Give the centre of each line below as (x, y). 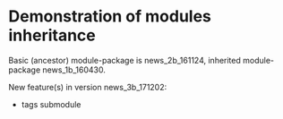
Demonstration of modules (110, 17)
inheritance (52, 35)
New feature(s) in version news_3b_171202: (88, 87)
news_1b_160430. (74, 70)
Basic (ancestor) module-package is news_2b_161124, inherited (124, 60)
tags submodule (51, 104)
